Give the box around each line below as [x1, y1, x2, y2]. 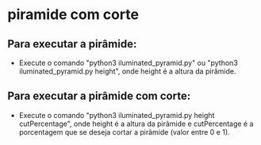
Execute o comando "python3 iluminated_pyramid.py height [18, 110, 215, 120]
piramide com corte [7, 6, 140, 24]
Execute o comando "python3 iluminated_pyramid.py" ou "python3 [18, 58, 239, 67]
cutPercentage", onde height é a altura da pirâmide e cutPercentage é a [18, 119, 254, 128]
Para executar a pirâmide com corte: [7, 90, 191, 103]
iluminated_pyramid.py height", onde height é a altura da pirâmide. [18, 67, 236, 76]
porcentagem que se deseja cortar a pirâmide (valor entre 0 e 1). [18, 127, 231, 136]
